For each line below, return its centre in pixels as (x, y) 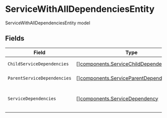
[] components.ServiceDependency (117, 99)
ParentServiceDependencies (40, 78)
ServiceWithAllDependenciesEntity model (48, 23)
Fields (15, 38)
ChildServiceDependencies (38, 64)
